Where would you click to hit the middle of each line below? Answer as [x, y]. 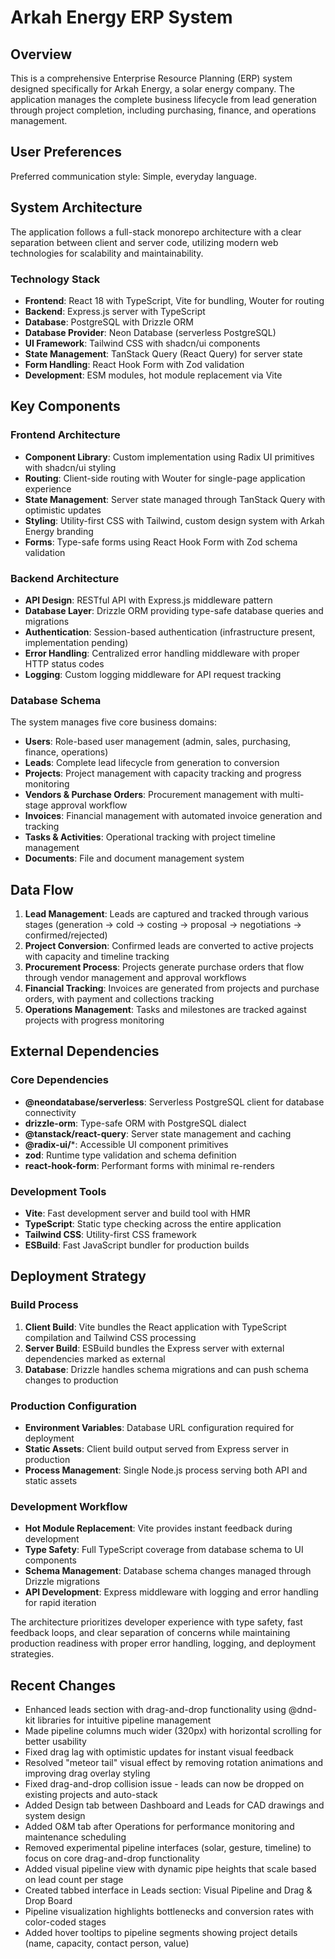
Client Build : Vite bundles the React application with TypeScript [155, 1327]
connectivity [50, 1112]
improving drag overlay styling [87, 1773]
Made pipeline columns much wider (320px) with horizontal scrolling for [173, 1731]
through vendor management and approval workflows [135, 978]
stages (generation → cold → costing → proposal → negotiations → [163, 925]
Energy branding [59, 531]
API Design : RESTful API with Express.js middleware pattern [148, 600]
